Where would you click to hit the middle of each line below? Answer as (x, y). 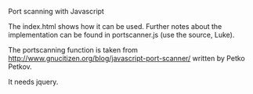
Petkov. (20, 67)
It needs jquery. (33, 82)
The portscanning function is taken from (73, 50)
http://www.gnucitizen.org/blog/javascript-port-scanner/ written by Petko (127, 58)
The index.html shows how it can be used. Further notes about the (115, 26)
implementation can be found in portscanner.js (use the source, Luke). (121, 35)
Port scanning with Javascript (56, 11)
